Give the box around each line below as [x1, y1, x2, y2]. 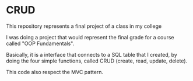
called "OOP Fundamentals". [6, 40, 75, 47]
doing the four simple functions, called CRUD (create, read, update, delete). [6, 57, 188, 64]
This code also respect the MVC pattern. [6, 68, 104, 75]
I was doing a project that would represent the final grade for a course [6, 34, 174, 41]
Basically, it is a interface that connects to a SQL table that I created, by [6, 51, 178, 58]
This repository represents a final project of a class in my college [6, 23, 162, 30]
